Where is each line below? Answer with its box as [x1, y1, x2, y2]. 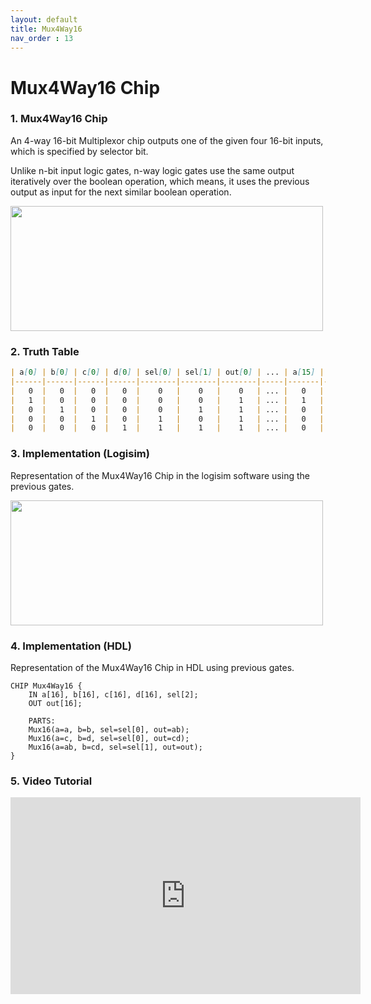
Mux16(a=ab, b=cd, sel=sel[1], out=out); [28, 742, 203, 752]
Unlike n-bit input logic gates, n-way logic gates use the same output [10, 164, 295, 176]
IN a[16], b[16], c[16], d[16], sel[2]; [28, 689, 199, 700]
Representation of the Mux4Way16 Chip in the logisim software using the [10, 469, 310, 481]
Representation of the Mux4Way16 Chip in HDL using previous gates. [10, 661, 295, 673]
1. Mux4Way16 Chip [10, 112, 108, 126]
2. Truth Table [10, 344, 80, 358]
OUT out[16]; [28, 698, 83, 708]
